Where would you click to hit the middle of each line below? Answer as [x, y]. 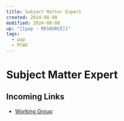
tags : [13, 34]
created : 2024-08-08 [32, 17]
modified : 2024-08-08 [33, 23]
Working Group [34, 111]
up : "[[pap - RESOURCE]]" [38, 28]
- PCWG [20, 46]
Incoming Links [35, 97]
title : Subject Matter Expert [44, 12]
